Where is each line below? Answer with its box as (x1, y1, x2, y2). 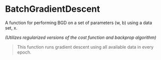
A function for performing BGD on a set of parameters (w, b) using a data (5, 20, 153, 26)
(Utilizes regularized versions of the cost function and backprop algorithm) (5, 34, 157, 40)
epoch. (17, 49, 32, 55)
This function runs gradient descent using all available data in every (17, 44, 154, 50)
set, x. (5, 25, 18, 30)
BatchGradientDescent (5, 3, 100, 15)
